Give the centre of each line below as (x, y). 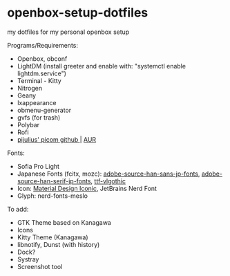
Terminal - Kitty (39, 80)
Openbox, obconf (42, 58)
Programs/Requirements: (42, 45)
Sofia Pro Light (38, 166)
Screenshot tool (40, 266)
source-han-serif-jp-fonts (54, 181)
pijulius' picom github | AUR (57, 139)
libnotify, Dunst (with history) (58, 244)
